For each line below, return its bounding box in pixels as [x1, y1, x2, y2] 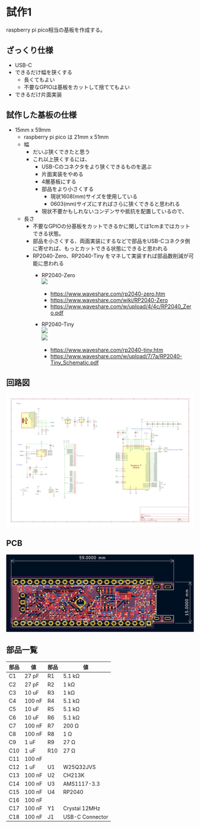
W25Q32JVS [62, 764, 96, 771]
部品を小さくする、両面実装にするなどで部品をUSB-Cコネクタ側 [32, 237, 190, 244]
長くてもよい [23, 76, 55, 83]
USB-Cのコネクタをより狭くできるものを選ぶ [41, 163, 152, 170]
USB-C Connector [62, 813, 108, 820]
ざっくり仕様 [6, 45, 54, 55]
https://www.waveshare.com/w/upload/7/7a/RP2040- [50, 352, 183, 360]
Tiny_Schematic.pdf [50, 359, 99, 366]
